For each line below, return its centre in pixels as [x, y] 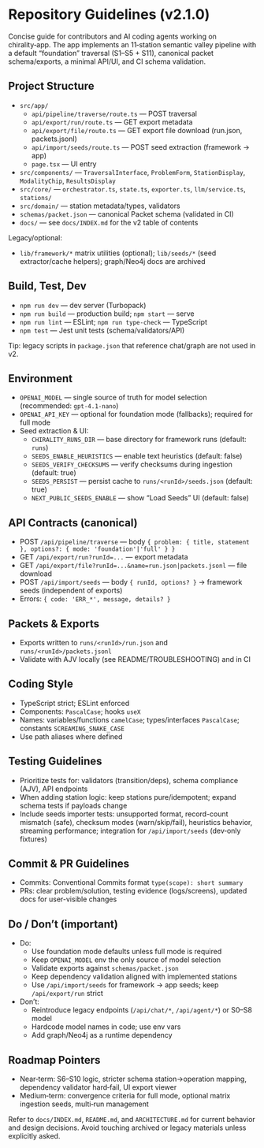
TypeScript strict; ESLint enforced [74, 703]
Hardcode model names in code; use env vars [106, 1027]
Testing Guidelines [55, 762]
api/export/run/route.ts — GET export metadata [112, 122]
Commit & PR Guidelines [69, 864]
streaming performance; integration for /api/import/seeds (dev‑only [130, 830]
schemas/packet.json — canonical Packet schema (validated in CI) [126, 214]
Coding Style [41, 684]
